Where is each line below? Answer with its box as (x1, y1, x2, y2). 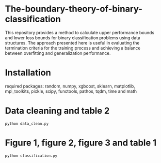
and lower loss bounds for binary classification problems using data (5, 35, 141, 41)
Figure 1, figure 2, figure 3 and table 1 (5, 137, 157, 148)
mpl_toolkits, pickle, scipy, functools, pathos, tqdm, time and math (5, 88, 137, 94)
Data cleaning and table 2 (5, 105, 110, 117)
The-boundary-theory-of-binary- (5, 3, 143, 15)
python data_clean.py (5, 121, 49, 126)
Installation (5, 67, 51, 78)
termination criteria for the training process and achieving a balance (5, 45, 141, 51)
